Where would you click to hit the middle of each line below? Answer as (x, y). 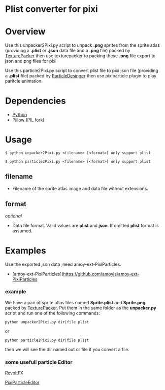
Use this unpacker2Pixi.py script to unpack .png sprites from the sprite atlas (82, 45)
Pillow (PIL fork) (28, 120)
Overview (25, 32)
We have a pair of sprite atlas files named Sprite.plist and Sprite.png (75, 302)
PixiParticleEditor (22, 383)
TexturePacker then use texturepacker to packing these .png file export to (80, 56)
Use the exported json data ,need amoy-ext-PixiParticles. (63, 264)
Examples (26, 250)
